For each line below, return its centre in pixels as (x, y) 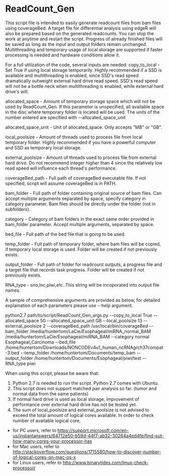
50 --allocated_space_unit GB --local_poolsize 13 (91, 321)
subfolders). (18, 209)
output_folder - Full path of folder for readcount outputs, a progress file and (84, 264)
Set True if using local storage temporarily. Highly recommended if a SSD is (84, 70)
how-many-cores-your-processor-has (52, 441)
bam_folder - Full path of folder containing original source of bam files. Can (83, 193)
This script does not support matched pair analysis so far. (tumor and (84, 388)
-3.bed (12, 353)
